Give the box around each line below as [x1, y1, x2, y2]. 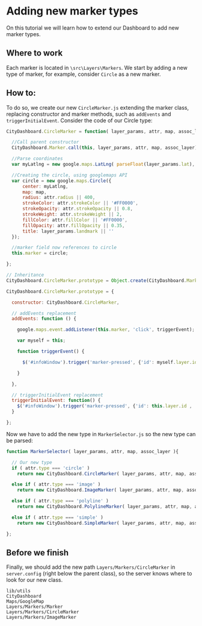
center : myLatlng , [22, 183, 69, 189]
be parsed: [6, 437, 33, 444]
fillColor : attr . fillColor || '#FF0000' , [22, 217, 128, 223]
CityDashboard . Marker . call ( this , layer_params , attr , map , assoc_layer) [11, 145, 198, 151]
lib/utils [6, 588, 31, 594]
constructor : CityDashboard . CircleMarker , [11, 299, 120, 305]
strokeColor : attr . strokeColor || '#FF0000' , [22, 200, 138, 206]
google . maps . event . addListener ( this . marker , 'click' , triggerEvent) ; [17, 327, 195, 333]
